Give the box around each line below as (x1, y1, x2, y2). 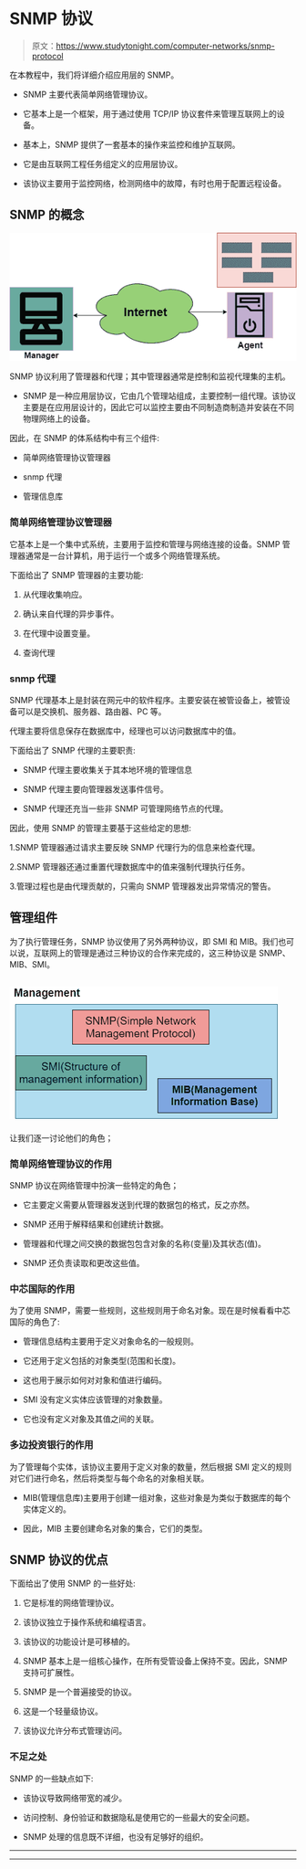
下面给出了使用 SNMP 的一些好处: (9, 1578, 137, 1589)
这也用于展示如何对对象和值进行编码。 (22, 1375, 167, 1386)
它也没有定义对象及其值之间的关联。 (22, 1413, 159, 1425)
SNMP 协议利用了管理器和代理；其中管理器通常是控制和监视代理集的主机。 (9, 371, 291, 382)
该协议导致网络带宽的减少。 (22, 1792, 127, 1803)
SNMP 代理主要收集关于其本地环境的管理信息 (22, 765, 193, 776)
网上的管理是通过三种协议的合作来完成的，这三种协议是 (48, 947, 257, 958)
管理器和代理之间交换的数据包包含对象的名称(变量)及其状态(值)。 (22, 1238, 267, 1249)
